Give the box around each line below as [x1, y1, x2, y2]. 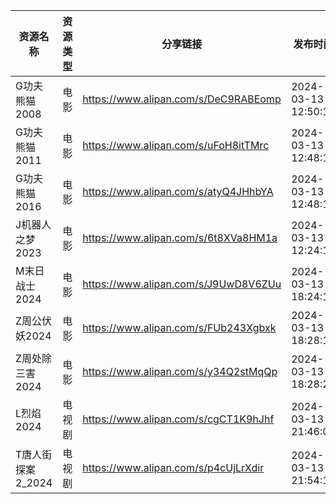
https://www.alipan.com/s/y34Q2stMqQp [82, 365, 278, 378]
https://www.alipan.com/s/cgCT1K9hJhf [82, 412, 275, 426]
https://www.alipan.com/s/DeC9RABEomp [82, 92, 282, 106]
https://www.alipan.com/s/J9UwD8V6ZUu [82, 277, 282, 291]
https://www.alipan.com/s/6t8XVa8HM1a [82, 231, 278, 244]
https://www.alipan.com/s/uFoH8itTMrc [82, 139, 270, 152]
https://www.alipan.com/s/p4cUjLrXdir [82, 461, 265, 474]
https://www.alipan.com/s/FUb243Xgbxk [82, 321, 277, 334]
